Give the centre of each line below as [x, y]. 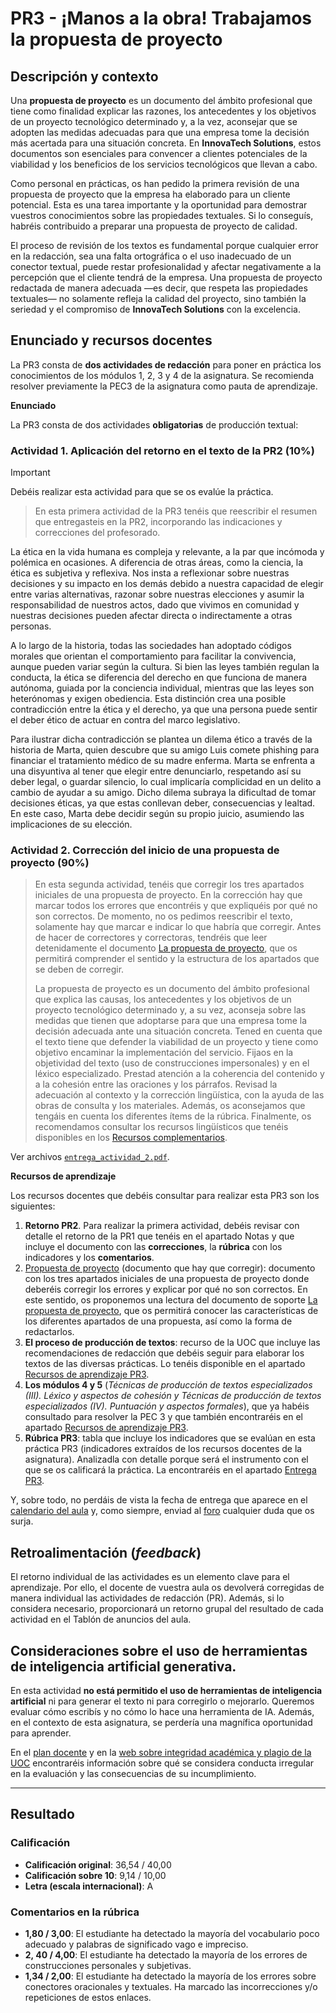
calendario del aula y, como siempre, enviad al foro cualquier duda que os [162, 1511]
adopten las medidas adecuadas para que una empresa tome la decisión [160, 132]
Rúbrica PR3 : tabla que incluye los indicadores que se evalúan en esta [170, 1438]
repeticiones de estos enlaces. [88, 1998]
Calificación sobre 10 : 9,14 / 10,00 [95, 1875]
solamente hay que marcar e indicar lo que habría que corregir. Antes [178, 927]
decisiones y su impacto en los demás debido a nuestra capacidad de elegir [167, 584]
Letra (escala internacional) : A [89, 1886]
